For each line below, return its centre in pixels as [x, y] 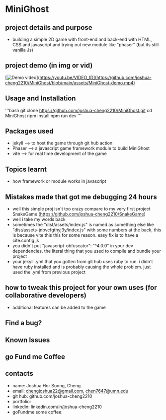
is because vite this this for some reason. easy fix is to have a [75, 235]
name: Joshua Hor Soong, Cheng [46, 385]
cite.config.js [26, 241]
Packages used [29, 131]
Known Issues [28, 340]
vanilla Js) [23, 50]
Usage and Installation [41, 99]
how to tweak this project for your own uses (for [81, 288]
